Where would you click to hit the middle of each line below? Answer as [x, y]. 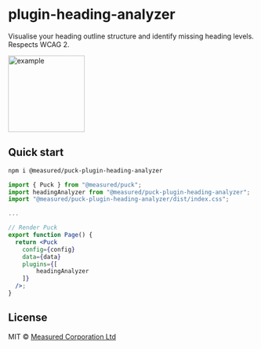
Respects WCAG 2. [39, 44]
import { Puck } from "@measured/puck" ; [75, 185]
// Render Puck [33, 228]
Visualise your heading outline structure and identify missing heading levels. [131, 36]
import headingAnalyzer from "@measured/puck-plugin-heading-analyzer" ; [129, 192]
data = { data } [42, 256]
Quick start [36, 153]
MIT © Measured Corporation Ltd [62, 336]
